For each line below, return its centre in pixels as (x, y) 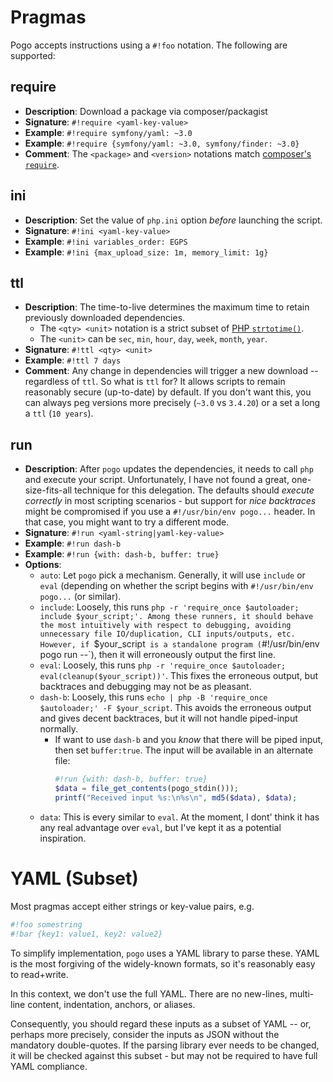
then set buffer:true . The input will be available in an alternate (184, 750)
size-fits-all (48, 490)
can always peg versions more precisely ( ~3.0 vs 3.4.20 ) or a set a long (172, 403)
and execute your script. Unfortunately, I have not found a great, (157, 480)
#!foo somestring (46, 924)
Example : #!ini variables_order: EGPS (106, 241)
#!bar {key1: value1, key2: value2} (86, 934)
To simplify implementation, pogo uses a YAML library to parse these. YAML (165, 953)
